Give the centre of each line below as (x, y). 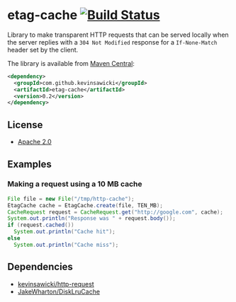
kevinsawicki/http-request (56, 284)
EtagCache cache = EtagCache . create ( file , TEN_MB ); (85, 205)
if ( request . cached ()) (41, 225)
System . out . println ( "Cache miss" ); (66, 245)
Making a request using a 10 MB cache (75, 184)
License (25, 125)
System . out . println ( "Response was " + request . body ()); (91, 219)
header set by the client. (43, 50)
